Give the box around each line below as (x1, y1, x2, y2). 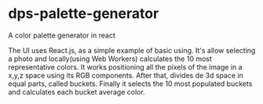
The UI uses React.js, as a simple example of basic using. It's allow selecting (8, 45, 256, 55)
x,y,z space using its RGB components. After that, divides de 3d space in (8, 70, 243, 80)
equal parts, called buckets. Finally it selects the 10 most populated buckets (8, 79, 253, 88)
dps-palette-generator (8, 5, 159, 23)
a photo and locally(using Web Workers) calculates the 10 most (8, 54, 212, 63)
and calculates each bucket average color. (8, 87, 145, 96)
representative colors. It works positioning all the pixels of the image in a (8, 62, 243, 71)
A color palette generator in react (8, 30, 115, 40)
